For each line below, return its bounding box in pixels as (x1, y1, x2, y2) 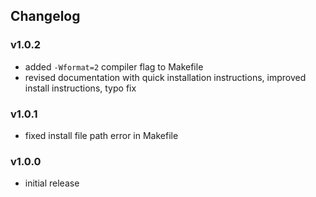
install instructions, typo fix (24, 82, 137, 94)
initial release (24, 177, 80, 189)
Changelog (10, 8, 81, 25)
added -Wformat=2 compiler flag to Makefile (24, 60, 204, 73)
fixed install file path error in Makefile (24, 129, 179, 141)
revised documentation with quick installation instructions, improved (24, 71, 307, 83)
